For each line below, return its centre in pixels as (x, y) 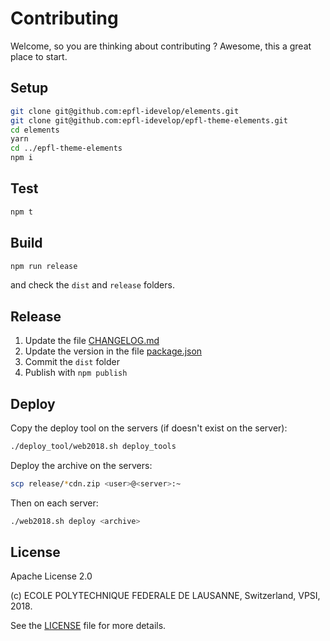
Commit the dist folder (72, 362)
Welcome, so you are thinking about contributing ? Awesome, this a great (161, 46)
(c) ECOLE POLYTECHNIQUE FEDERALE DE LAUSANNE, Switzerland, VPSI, (165, 596)
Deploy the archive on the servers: (81, 465)
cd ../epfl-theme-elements (66, 148)
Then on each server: (54, 503)
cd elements (35, 130)
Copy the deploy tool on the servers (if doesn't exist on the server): (149, 428)
